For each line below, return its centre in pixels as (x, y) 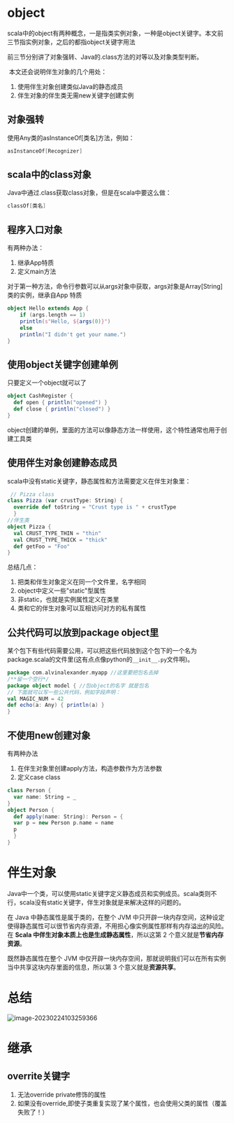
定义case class (39, 777)
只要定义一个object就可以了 (47, 383)
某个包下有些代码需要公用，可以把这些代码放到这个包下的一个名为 (102, 651)
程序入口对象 (35, 229)
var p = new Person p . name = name (64, 823)
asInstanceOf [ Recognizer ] (45, 151)
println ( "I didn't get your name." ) (73, 334)
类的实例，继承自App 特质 (45, 295)
